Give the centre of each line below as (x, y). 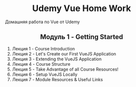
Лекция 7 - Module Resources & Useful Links (57, 79)
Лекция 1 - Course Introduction (43, 48)
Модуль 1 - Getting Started (82, 37)
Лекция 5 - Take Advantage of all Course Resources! (65, 69)
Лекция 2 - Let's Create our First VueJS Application (64, 54)
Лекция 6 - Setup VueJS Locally (45, 74)
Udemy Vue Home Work (82, 8)
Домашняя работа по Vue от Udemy (42, 22)
